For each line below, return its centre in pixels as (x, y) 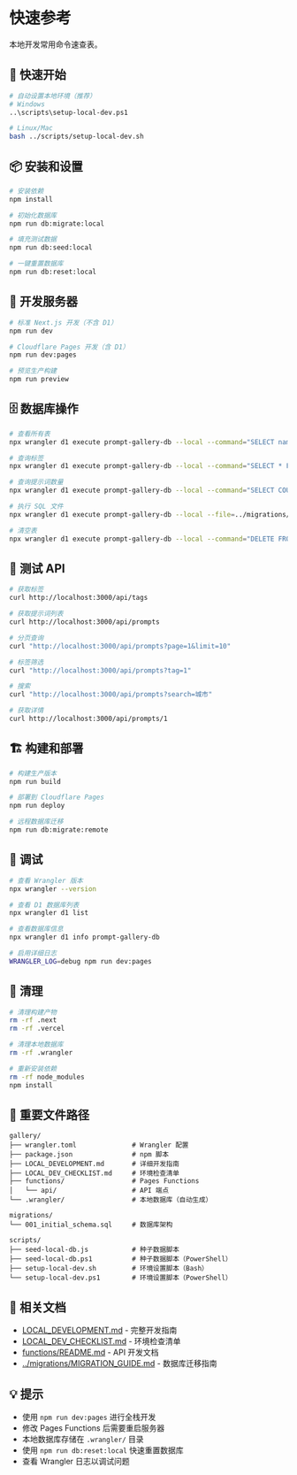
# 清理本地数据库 (36, 1045)
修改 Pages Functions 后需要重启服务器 (93, 1428)
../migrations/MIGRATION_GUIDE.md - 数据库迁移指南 (119, 1364)
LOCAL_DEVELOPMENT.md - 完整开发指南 (99, 1330)
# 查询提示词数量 (36, 482)
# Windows (27, 104)
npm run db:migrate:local (57, 223)
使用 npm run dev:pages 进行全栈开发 (89, 1417)
